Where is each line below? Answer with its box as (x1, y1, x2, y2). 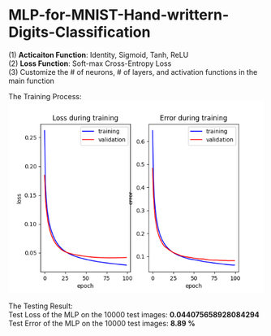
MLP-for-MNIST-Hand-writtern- (8, 6, 230, 24)
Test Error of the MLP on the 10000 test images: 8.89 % (8, 318, 196, 328)
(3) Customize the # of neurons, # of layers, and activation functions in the (8, 67, 258, 76)
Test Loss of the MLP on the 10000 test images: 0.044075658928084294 (8, 309, 260, 319)
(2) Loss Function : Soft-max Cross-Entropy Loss (8, 59, 172, 68)
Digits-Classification (8, 23, 151, 41)
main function (8, 76, 55, 85)
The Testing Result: (8, 301, 73, 311)
